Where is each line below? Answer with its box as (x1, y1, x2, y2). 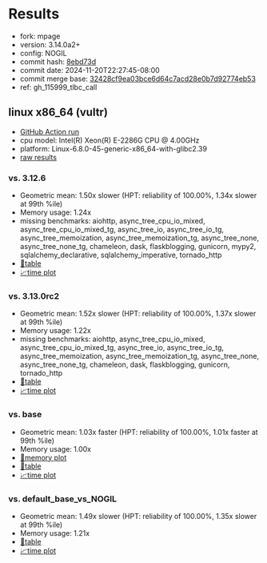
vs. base (8, 409, 42, 420)
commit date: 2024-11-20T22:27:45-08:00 (19, 65, 160, 74)
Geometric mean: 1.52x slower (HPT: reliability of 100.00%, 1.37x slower (19, 309, 257, 319)
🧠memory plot (19, 452, 67, 462)
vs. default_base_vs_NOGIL (8, 493, 118, 505)
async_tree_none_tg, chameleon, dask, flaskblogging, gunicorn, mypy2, (19, 242, 257, 251)
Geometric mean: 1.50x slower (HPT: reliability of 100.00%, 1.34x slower (19, 191, 257, 200)
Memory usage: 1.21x (19, 528, 90, 537)
